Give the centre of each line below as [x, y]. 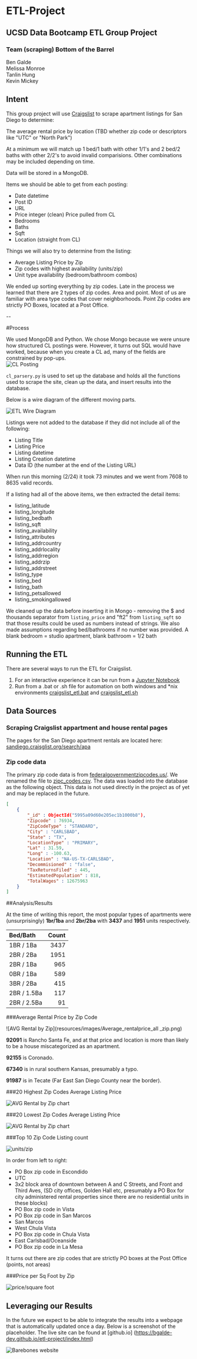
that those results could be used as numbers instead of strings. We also [93, 623]
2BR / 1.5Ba [26, 993]
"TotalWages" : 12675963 [58, 881]
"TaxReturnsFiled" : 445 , [59, 870]
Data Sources [31, 711]
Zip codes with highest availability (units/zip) [69, 269]
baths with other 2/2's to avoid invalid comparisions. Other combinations [94, 155]
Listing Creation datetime [45, 459]
